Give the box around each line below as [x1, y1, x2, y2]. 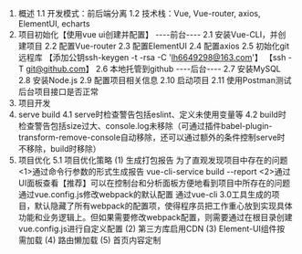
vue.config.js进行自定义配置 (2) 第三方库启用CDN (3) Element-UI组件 [17, 223, 277, 234]
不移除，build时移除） [17, 143, 102, 153]
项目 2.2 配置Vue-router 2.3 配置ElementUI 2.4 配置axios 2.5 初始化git [26, 40, 290, 51]
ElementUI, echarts [17, 18, 90, 29]
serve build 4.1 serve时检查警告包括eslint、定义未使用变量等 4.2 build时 [17, 109, 286, 120]
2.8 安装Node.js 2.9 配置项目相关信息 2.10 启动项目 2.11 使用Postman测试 [17, 75, 292, 85]
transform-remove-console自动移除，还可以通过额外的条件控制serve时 [17, 132, 286, 143]
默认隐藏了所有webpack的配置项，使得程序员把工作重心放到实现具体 [34, 200, 293, 211]
